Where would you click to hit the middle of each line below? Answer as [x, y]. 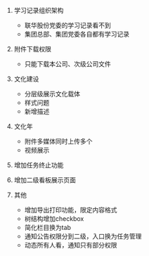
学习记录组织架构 [39, 10]
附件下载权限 [32, 49]
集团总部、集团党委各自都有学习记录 [77, 34]
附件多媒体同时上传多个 [58, 141]
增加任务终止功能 [39, 165]
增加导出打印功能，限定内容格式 [71, 210]
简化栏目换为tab [48, 228]
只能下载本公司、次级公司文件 [67, 64]
